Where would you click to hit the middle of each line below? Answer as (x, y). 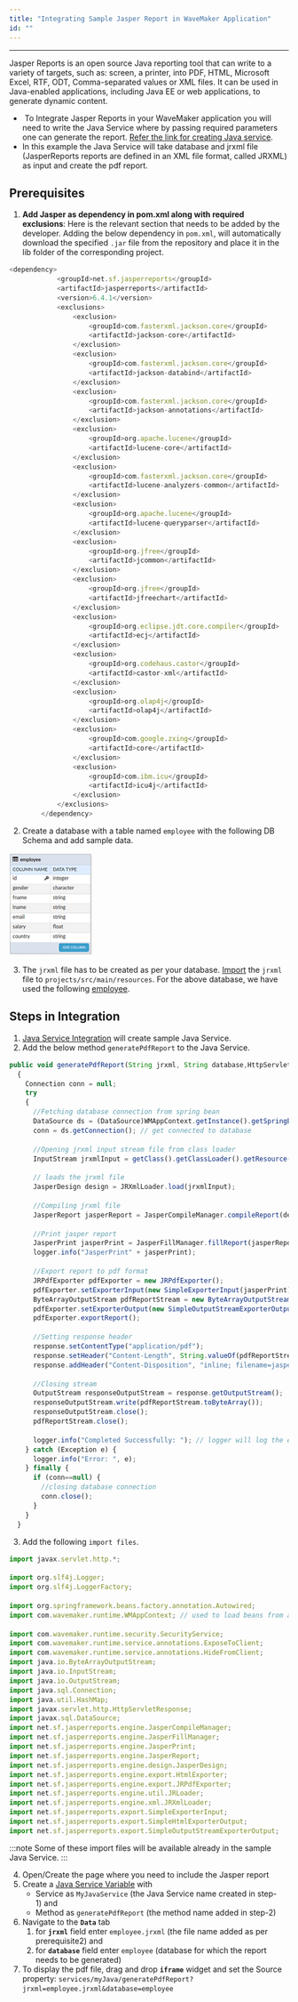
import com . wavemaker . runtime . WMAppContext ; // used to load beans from (146, 1615)
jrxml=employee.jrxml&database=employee (98, 1989)
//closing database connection (99, 1487)
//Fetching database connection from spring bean (126, 1112)
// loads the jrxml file (78, 1178)
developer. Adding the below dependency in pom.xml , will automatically (151, 233)
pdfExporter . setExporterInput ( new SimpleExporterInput (136, 1290)
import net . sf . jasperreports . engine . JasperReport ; (105, 1756)
